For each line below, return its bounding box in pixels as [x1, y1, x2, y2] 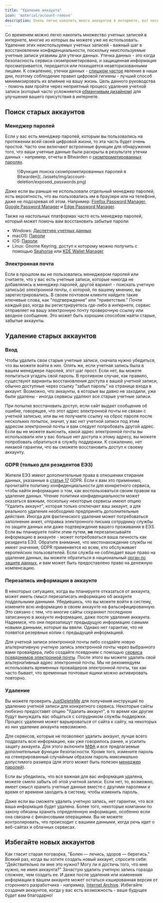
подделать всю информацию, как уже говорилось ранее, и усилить [5, 738, 146, 744]
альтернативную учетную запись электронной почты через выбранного [5, 644, 155, 650]
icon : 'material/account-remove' [5, 13, 73, 18]
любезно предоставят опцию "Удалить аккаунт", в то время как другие [5, 708, 154, 714]
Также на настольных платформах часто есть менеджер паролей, [5, 213, 143, 219]
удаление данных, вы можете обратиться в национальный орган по [5, 555, 146, 561]
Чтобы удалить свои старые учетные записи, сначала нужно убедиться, [5, 357, 156, 363]
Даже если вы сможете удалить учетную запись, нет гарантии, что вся [5, 798, 154, 804]
